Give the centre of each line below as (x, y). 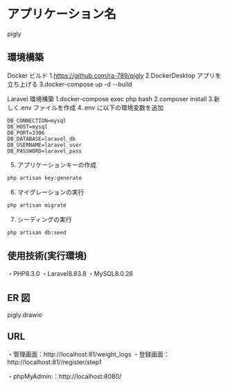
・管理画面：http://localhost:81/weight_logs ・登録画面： (88, 354)
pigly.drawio (25, 315)
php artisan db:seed (37, 232)
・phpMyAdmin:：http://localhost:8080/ (64, 376)
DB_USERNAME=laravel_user (44, 145)
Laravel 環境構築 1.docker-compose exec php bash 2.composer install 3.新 (114, 98)
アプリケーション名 (62, 14)
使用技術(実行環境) (47, 256)
